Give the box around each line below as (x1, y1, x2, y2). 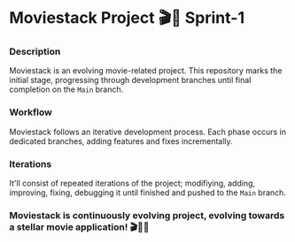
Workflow (9, 106, 53, 118)
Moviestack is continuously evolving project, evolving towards (9, 209, 285, 222)
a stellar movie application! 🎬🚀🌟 (9, 221, 150, 233)
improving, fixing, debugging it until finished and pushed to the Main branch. (9, 187, 286, 198)
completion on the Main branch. (9, 84, 124, 95)
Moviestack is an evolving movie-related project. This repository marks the (9, 65, 283, 76)
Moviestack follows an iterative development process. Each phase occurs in (9, 126, 286, 137)
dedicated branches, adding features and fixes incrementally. (9, 135, 233, 147)
